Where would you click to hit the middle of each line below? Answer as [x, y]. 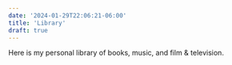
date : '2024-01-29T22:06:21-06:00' [68, 15]
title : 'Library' [37, 23]
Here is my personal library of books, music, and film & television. [116, 53]
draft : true [28, 30]
